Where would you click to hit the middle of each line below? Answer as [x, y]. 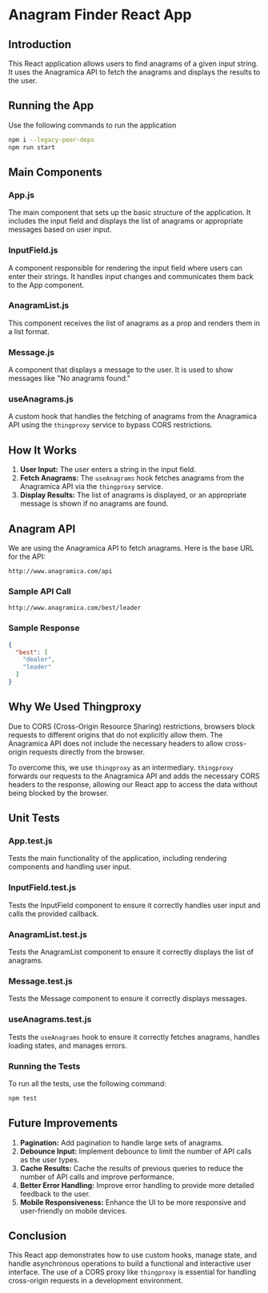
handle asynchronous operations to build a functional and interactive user [130, 1263]
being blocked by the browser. [58, 793]
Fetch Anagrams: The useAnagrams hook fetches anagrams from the [132, 478]
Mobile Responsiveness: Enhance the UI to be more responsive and [133, 1202]
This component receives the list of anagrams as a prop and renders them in [134, 323]
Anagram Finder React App [100, 15]
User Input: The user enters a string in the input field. [108, 470]
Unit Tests [34, 818]
